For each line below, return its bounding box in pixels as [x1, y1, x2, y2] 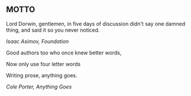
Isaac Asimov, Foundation [6, 37, 69, 44]
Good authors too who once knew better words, [6, 49, 122, 56]
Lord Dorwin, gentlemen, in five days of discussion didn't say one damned [6, 20, 186, 27]
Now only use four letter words [6, 60, 81, 67]
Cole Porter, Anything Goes [6, 83, 72, 90]
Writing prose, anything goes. [6, 71, 78, 78]
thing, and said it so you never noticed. [6, 26, 100, 33]
